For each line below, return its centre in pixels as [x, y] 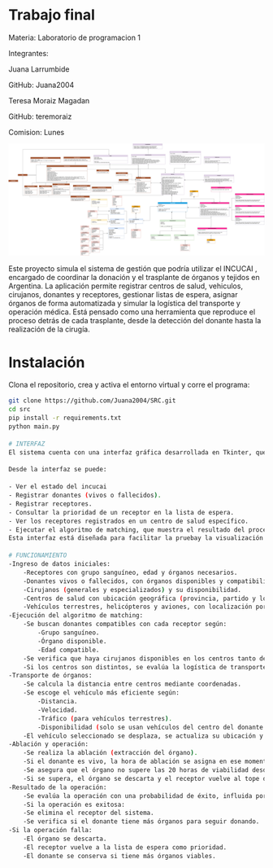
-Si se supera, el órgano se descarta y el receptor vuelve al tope [141, 778]
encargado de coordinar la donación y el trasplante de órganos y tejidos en [134, 278]
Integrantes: [28, 53]
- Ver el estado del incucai [58, 487]
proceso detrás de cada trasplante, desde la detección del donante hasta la [135, 321]
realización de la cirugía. [50, 329]
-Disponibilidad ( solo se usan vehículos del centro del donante [151, 727]
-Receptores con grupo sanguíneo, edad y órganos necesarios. [130, 572]
